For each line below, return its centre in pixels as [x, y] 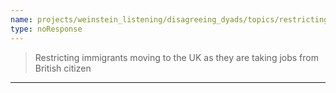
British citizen [63, 68]
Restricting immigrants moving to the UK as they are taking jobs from [176, 57]
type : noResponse [46, 29]
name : [21, 19]
